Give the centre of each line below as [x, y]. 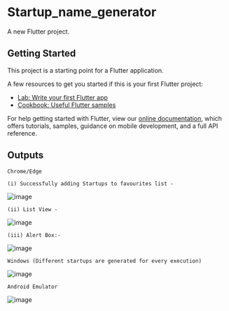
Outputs [26, 155]
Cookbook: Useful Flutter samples [67, 105]
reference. [22, 133]
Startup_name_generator [82, 12]
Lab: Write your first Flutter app [63, 97]
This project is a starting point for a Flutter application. [85, 70]
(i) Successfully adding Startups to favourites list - [90, 183]
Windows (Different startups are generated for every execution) [104, 261]
